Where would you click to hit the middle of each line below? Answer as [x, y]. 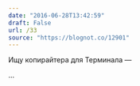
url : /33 [23, 30]
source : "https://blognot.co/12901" [69, 37]
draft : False [30, 23]
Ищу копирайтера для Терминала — [70, 60]
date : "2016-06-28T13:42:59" [56, 15]
